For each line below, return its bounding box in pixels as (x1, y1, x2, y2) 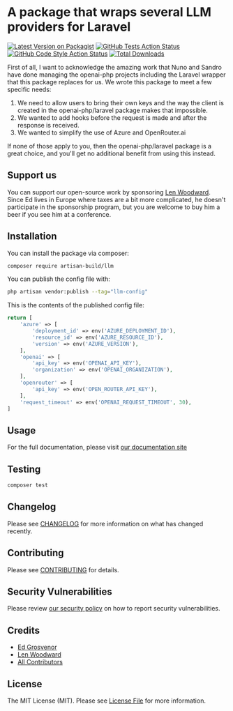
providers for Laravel (7, 19, 131, 35)
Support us (7, 169, 57, 181)
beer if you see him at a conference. (7, 210, 112, 218)
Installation (7, 231, 57, 243)
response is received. (17, 121, 80, 129)
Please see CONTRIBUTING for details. (7, 565, 120, 574)
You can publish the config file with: (7, 275, 110, 283)
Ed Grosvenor (17, 643, 57, 652)
